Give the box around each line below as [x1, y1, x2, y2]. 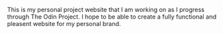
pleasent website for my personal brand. [7, 20, 121, 27]
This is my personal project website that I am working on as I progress [7, 6, 205, 13]
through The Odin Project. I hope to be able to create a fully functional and [7, 13, 217, 21]
